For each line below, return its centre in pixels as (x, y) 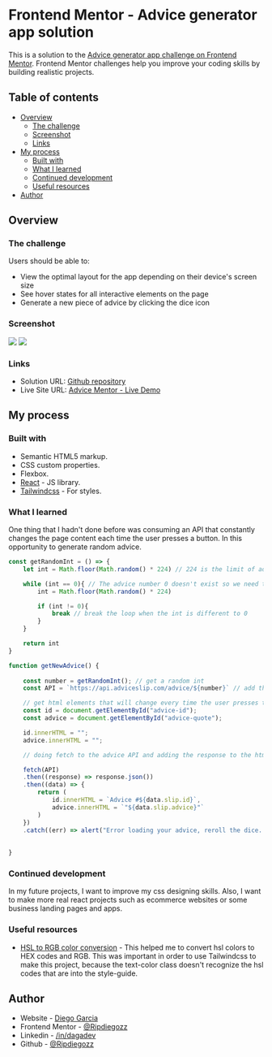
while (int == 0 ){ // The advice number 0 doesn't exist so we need (141, 584)
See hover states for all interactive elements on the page (114, 294)
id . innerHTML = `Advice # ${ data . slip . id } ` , (126, 800)
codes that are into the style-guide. (79, 973)
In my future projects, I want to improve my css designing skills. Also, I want (135, 891)
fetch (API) (41, 769)
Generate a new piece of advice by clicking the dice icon (115, 303)
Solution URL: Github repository (73, 381)
